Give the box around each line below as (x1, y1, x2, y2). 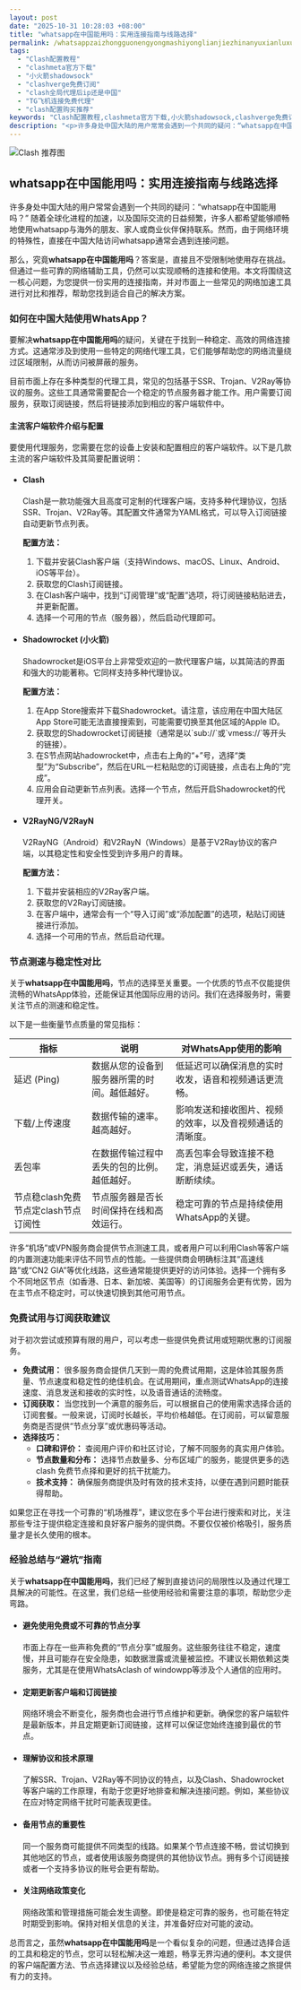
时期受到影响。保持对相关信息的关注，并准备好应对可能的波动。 (21, 1917, 258, 1928)
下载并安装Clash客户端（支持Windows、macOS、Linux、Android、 (35, 556, 285, 567)
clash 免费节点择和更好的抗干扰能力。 (35, 1465, 176, 1475)
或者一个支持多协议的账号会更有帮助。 (21, 1863, 164, 1873)
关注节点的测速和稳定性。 (9, 1000, 104, 1011)
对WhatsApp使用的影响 (181, 1043, 282, 1055)
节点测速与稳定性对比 (9, 956, 101, 968)
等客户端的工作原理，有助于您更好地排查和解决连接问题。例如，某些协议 (21, 1786, 289, 1796)
